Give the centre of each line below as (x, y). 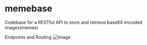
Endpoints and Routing (28, 37)
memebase (29, 9)
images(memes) (22, 27)
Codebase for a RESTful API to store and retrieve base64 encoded (73, 22)
